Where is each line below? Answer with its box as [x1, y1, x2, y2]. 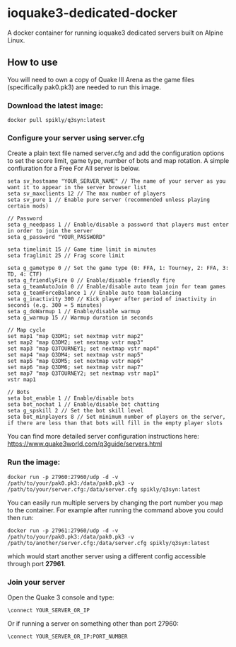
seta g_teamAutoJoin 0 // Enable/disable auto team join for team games [7, 283, 226, 291]
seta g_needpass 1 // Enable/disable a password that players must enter [7, 221, 230, 228]
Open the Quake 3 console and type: [7, 593, 114, 602]
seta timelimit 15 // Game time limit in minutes [7, 246, 157, 253]
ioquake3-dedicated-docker [7, 5, 178, 21]
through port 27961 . [7, 559, 66, 568]
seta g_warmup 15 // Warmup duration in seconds [7, 314, 153, 322]
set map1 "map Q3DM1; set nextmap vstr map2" [7, 333, 143, 340]
